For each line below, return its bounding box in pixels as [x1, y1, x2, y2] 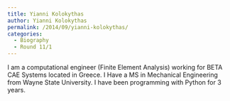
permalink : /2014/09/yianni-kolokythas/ [7, 23, 129, 31]
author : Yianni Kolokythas [7, 17, 87, 24]
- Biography [13, 37, 50, 44]
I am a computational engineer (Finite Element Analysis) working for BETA [7, 63, 223, 71]
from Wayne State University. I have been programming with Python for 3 [7, 78, 221, 86]
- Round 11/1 [13, 43, 53, 51]
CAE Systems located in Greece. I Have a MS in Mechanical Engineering [7, 70, 219, 79]
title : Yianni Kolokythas [7, 10, 84, 18]
